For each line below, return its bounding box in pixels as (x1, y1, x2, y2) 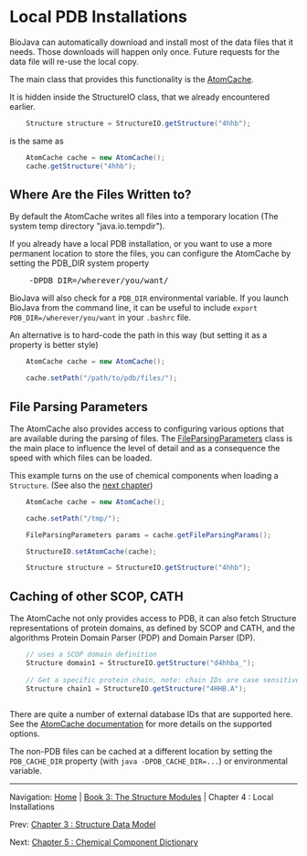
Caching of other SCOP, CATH (9, 588, 185, 604)
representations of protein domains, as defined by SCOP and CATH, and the (9, 623, 295, 634)
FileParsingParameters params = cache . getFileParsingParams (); (26, 530, 272, 540)
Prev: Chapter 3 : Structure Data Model (9, 819, 156, 830)
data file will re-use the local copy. (9, 56, 139, 67)
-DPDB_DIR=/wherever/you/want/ (28, 276, 169, 286)
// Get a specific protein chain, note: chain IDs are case (26, 675, 259, 684)
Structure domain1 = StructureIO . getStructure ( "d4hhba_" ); (26, 659, 256, 668)
